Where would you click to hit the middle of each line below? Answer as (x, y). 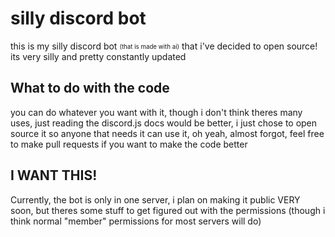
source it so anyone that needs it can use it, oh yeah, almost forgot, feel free (167, 133)
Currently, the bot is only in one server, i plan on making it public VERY (155, 199)
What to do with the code (90, 88)
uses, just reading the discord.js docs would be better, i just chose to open (164, 123)
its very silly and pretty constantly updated (98, 56)
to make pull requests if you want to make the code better (129, 144)
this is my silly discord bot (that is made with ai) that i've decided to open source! (164, 46)
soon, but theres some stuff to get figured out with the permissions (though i (168, 210)
